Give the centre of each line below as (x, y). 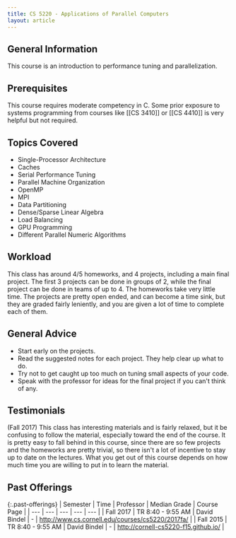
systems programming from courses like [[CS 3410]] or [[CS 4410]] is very (116, 113)
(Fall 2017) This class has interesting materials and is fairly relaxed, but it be (117, 428)
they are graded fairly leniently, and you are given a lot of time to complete (116, 304)
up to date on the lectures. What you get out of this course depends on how (118, 457)
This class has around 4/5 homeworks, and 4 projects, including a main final (118, 274)
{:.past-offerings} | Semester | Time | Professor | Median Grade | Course (113, 504)
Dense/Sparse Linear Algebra (60, 212)
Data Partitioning (42, 204)
